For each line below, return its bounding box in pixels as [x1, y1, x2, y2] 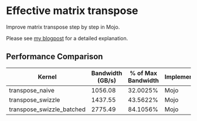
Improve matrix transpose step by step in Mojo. [6, 23, 120, 30]
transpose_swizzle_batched [9, 105, 86, 113]
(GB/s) [97, 76, 116, 84]
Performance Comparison [6, 51, 103, 62]
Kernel [38, 72, 57, 81]
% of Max [130, 69, 157, 77]
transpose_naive [9, 86, 55, 94]
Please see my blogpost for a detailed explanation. [6, 34, 128, 42]
